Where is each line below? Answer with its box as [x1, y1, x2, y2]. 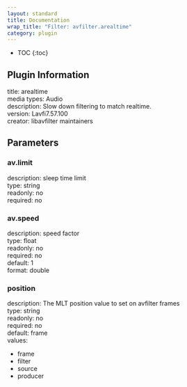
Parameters [7, 137, 59, 149]
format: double [7, 266, 50, 275]
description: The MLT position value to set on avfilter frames [7, 299, 180, 308]
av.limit [7, 158, 33, 168]
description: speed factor [7, 229, 80, 237]
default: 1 [7, 259, 33, 267]
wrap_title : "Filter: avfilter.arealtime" [7, 23, 132, 30]
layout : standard [7, 10, 58, 17]
